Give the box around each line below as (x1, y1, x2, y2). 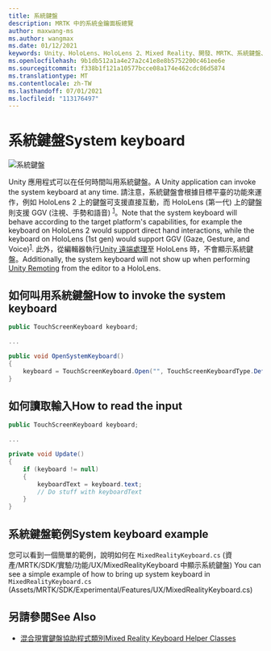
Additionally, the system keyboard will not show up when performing (23, 254, 251, 263)
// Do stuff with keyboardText (37, 488, 143, 496)
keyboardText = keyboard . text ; (37, 480, 143, 489)
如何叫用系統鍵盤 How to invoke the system (8, 288, 226, 302)
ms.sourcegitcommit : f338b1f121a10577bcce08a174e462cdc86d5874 (8, 65, 226, 73)
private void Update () (8, 450, 85, 459)
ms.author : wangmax (8, 34, 74, 43)
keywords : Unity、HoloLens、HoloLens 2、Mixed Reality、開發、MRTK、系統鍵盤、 (8, 49, 268, 57)
